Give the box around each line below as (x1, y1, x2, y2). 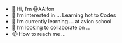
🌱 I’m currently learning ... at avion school (11, 18, 112, 24)
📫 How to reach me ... (11, 31, 66, 37)
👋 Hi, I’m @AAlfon (11, 6, 54, 12)
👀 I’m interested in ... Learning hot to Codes (11, 12, 116, 19)
